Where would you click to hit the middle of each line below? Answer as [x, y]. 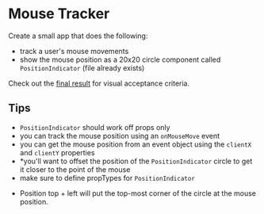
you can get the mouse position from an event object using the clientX [136, 144]
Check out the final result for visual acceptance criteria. [99, 83]
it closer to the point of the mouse [75, 169]
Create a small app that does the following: [78, 36]
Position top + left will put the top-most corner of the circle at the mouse [138, 193]
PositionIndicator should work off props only [95, 127]
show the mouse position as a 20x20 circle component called [120, 59]
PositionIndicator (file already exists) [82, 67]
